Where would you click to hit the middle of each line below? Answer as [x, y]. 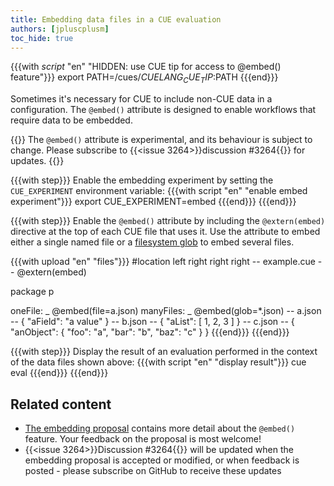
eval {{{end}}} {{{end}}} [59, 373]
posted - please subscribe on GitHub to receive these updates [153, 470]
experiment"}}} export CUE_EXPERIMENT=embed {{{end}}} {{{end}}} [153, 202]
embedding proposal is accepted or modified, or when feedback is [162, 460]
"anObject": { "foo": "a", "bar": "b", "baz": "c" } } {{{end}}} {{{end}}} [150, 332]
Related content [61, 404]
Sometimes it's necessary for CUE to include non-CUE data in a [141, 99]
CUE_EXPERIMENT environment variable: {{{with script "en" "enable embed [159, 191]
